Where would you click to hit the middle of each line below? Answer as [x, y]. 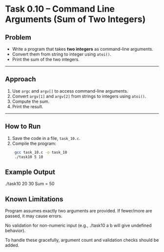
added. [12, 245]
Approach [20, 79]
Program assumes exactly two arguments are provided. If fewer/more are [79, 211]
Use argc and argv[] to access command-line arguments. [70, 91]
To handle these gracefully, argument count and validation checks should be [82, 240]
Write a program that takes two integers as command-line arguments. [83, 49]
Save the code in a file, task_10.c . [46, 138]
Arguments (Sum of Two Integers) [75, 19]
